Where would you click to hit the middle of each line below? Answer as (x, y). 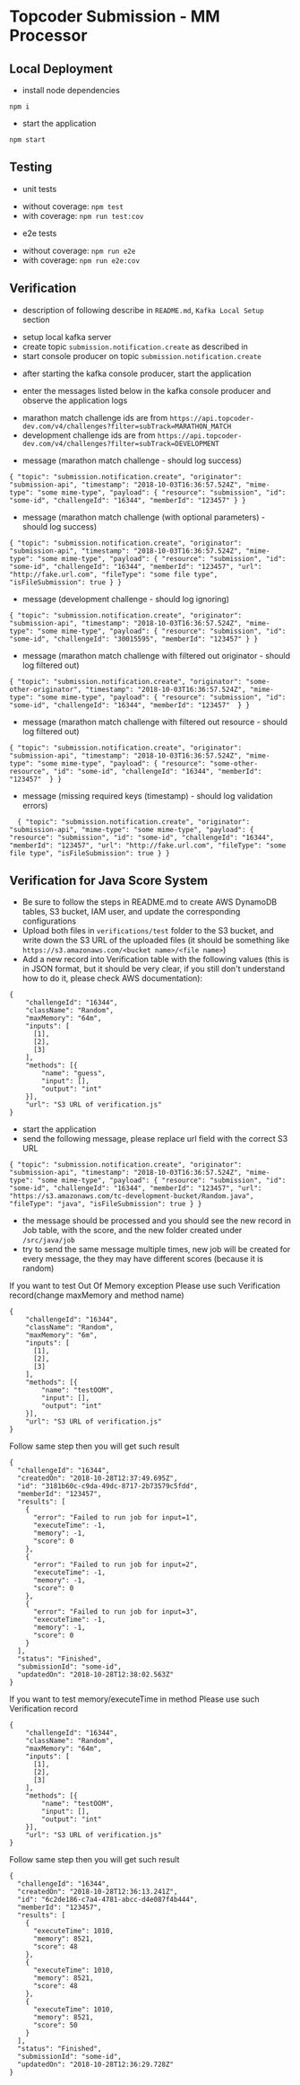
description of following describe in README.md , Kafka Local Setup (143, 310)
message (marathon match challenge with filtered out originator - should (156, 655)
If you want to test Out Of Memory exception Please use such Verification (145, 1286)
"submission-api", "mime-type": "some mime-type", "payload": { (132, 829)
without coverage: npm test (73, 206)
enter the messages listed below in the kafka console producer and (146, 390)
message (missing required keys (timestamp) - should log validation (147, 795)
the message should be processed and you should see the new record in (157, 1221)
